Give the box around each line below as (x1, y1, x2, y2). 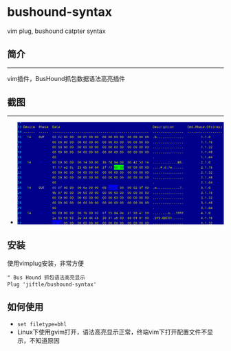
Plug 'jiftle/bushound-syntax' (7, 281, 97, 288)
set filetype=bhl (16, 321, 67, 328)
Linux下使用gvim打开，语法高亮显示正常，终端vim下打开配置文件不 (16, 328, 208, 337)
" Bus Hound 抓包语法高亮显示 (7, 274, 86, 281)
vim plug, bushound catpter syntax (7, 27, 106, 35)
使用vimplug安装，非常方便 (7, 259, 85, 267)
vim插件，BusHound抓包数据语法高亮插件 (7, 74, 126, 82)
